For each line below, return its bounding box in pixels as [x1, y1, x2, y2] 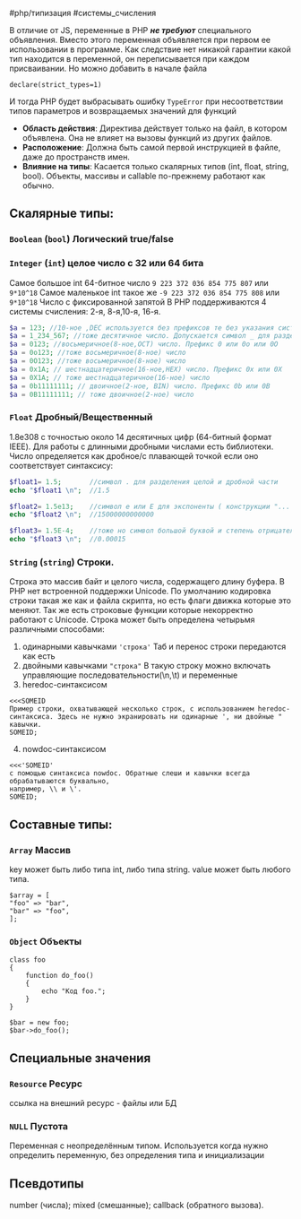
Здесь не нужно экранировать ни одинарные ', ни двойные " [56, 713, 282, 722]
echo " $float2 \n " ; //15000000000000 [9, 510, 154, 519]
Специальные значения [9, 1050, 151, 1066]
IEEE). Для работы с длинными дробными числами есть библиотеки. [9, 441, 274, 452]
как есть [21, 651, 56, 661]
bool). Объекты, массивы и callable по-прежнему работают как [21, 170, 266, 181]
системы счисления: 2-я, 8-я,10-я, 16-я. [9, 306, 161, 316]
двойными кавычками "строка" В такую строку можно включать [21, 661, 271, 671]
